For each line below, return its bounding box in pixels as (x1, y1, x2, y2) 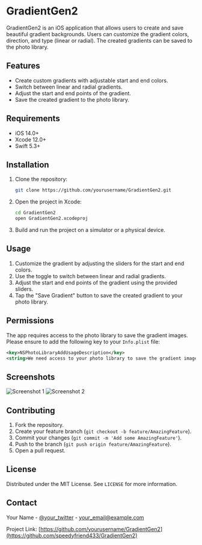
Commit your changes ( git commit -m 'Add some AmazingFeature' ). (14, 434, 182, 441)
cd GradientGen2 (14, 210, 56, 216)
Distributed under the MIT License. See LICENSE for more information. (6, 480, 177, 487)
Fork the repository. (14, 422, 64, 428)
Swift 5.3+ (14, 142, 41, 149)
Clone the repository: (14, 176, 68, 183)
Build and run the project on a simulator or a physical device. (14, 226, 165, 233)
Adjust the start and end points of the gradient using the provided (14, 279, 177, 286)
